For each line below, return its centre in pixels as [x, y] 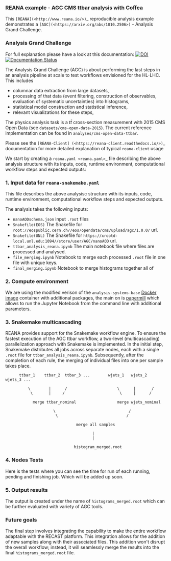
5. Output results [27, 490]
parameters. [18, 309]
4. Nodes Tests [24, 460]
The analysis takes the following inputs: [47, 209]
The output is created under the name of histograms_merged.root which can [85, 501]
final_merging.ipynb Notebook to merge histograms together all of [83, 268]
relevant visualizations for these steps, [53, 112]
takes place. [18, 366]
